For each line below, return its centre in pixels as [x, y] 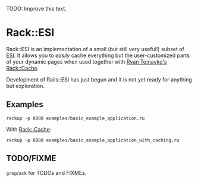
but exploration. [26, 86]
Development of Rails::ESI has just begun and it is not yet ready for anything [99, 79]
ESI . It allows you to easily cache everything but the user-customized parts [98, 55]
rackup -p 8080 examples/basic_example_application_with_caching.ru [93, 140]
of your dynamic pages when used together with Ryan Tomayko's [87, 61]
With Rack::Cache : [29, 129]
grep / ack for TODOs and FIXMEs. [46, 172]
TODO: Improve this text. [36, 9]
